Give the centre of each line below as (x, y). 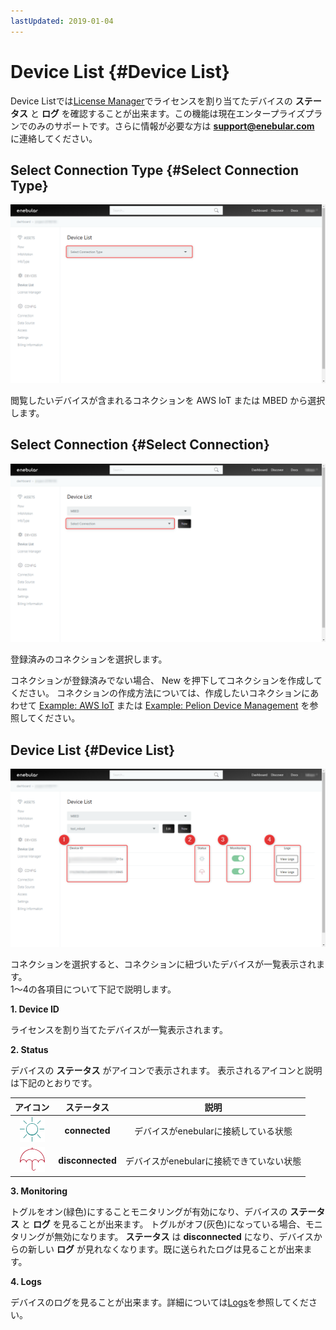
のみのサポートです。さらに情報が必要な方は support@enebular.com (171, 126)
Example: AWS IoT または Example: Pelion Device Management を (174, 706)
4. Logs (26, 1281)
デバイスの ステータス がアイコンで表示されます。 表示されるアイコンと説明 (166, 1071)
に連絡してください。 (54, 138)
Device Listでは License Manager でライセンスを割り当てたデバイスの (151, 101)
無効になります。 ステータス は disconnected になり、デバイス (183, 1236)
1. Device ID (35, 1009)
